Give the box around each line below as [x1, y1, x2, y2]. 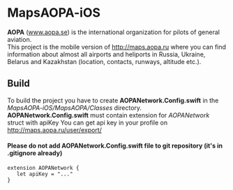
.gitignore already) [7, 149, 63, 157]
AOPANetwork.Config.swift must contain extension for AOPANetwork [7, 111, 210, 119]
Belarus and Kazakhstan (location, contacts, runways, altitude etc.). [7, 57, 202, 65]
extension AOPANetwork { [7, 164, 80, 171]
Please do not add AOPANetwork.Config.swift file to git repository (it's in [7, 141, 223, 150]
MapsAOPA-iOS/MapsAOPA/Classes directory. [7, 103, 142, 112]
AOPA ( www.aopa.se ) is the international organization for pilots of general [7, 28, 220, 36]
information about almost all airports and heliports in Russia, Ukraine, [7, 50, 206, 58]
